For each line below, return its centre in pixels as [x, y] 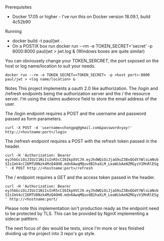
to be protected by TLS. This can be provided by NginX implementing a [77, 214]
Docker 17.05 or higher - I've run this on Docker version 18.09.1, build [81, 16]
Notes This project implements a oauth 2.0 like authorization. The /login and [82, 88]
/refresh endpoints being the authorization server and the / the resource [78, 94]
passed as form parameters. [34, 119]
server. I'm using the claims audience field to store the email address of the [81, 99]
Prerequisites [18, 7]
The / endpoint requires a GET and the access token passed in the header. [80, 177]
